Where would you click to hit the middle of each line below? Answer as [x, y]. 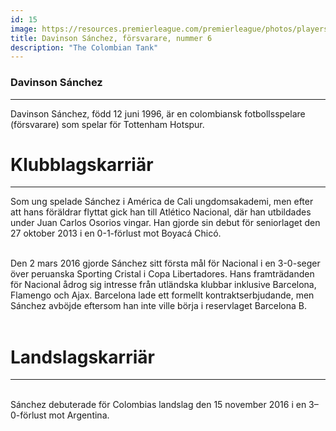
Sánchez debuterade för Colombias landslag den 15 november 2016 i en [158, 405]
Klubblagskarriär [82, 164]
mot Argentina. [79, 415]
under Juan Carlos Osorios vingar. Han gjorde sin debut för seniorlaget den [165, 223]
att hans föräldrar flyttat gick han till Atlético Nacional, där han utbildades [161, 212]
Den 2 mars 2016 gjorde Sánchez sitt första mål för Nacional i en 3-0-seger [165, 263]
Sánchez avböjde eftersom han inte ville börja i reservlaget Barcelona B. [158, 306]
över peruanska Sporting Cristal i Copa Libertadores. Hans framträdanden [162, 274]
